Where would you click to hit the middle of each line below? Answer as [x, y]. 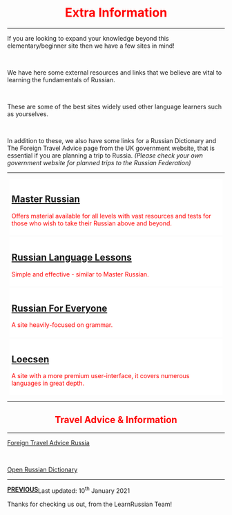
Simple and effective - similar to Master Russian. [80, 274]
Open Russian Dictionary [42, 469]
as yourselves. [28, 114]
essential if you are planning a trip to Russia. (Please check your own [105, 155]
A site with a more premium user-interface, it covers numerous [100, 376]
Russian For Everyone [59, 308]
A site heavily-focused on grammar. [62, 325]
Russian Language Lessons [72, 257]
